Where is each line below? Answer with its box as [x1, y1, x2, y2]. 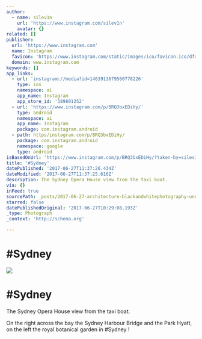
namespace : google [17, 143, 63, 149]
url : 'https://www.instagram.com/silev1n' [17, 20, 125, 26]
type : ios [17, 82, 42, 88]
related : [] [6, 31, 36, 37]
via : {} [6, 182, 26, 188]
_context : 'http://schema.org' [6, 216, 85, 222]
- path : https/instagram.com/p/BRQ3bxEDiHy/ [11, 132, 125, 138]
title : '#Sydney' [6, 160, 50, 166]
